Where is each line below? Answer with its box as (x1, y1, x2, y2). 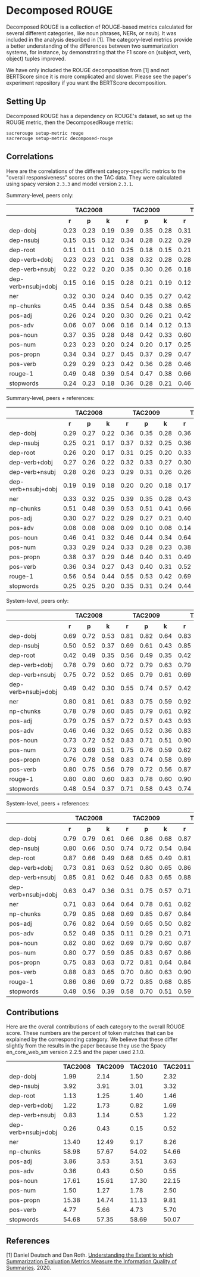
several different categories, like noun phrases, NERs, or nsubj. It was (6, 29, 177, 36)
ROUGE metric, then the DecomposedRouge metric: (6, 119, 133, 126)
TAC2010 (130, 1062, 158, 1071)
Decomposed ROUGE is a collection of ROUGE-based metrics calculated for (6, 23, 193, 30)
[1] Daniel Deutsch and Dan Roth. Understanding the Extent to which (6, 1251, 174, 1259)
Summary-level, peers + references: (6, 394, 95, 401)
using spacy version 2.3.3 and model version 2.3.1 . (6, 180, 134, 187)
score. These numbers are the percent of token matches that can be (6, 1030, 174, 1037)
